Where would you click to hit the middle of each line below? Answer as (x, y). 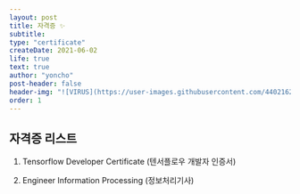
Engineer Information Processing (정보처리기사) (108, 181)
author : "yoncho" (42, 76)
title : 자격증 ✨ (37, 26)
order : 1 (25, 100)
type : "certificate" (48, 42)
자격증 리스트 (43, 138)
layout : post (33, 17)
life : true (29, 59)
